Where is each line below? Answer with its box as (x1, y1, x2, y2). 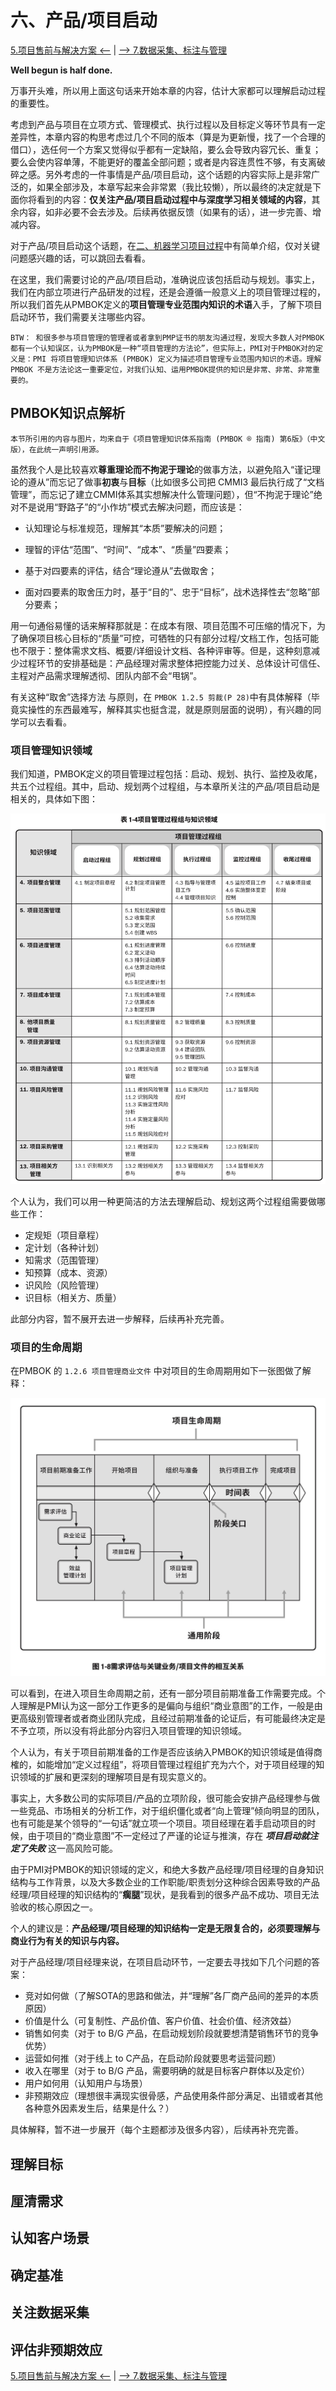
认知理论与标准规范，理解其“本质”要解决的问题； (24, 522, 227, 534)
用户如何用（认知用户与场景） (24, 2077, 148, 2090)
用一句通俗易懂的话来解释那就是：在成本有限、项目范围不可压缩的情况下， (10, 619, 317, 631)
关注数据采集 (10, 2304, 90, 2321)
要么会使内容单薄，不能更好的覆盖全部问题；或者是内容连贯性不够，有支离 (10, 156, 317, 168)
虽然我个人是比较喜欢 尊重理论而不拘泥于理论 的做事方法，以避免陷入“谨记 (10, 463, 313, 475)
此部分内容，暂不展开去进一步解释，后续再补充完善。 (10, 1312, 230, 1325)
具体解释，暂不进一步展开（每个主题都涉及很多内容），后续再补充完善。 (10, 2124, 304, 2136)
